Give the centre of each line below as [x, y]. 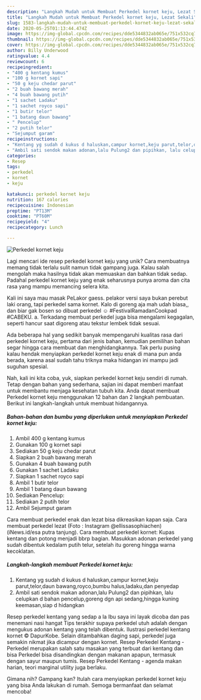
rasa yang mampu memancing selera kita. [58, 286]
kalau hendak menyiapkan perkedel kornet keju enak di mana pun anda [94, 354]
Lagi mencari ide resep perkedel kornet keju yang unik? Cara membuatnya [98, 261]
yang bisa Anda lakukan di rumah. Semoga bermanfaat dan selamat [90, 685]
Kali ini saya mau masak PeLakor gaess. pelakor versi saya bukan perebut [98, 298]
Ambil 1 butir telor [37, 483]
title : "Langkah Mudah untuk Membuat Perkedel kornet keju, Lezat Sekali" [102, 17]
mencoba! [19, 691]
